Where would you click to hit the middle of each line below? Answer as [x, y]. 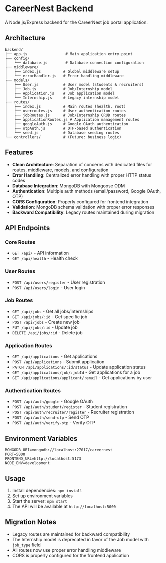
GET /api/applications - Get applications [55, 356]
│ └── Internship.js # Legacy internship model [62, 98]
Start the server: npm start [40, 501]
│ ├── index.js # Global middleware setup [62, 71]
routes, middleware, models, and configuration [60, 170]
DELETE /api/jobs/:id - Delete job [48, 332]
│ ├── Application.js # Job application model [60, 93]
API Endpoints [28, 228]
